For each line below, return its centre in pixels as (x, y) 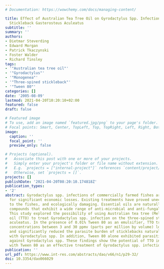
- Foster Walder (21, 55)
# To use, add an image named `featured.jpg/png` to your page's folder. (82, 123)
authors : (14, 37)
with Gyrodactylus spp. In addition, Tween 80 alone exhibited (75, 236)
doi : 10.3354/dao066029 (29, 259)
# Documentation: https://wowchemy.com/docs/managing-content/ (71, 10)
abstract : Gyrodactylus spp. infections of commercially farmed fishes (79, 195)
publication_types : (25, 186)
